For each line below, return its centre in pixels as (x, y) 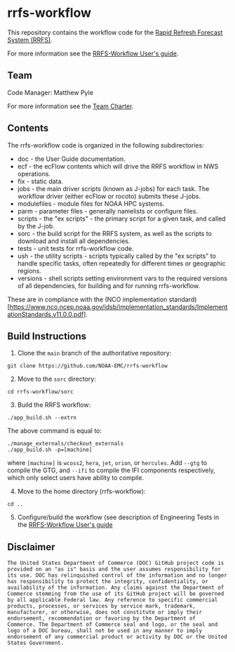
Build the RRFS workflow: (54, 405)
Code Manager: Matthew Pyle (50, 92)
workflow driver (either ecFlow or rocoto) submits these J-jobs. (109, 196)
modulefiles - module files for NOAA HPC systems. (91, 203)
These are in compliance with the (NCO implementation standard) (102, 299)
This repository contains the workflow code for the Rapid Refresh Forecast (115, 32)
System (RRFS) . (30, 39)
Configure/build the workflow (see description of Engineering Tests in (118, 517)
